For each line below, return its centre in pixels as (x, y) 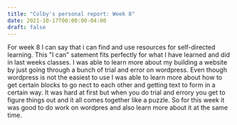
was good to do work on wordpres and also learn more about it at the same (118, 108)
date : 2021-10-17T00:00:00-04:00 (57, 21)
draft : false (27, 27)
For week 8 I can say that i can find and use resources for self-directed (111, 48)
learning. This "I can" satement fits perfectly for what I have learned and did (118, 55)
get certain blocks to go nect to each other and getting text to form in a (111, 85)
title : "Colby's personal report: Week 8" (71, 14)
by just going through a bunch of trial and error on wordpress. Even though (117, 70)
